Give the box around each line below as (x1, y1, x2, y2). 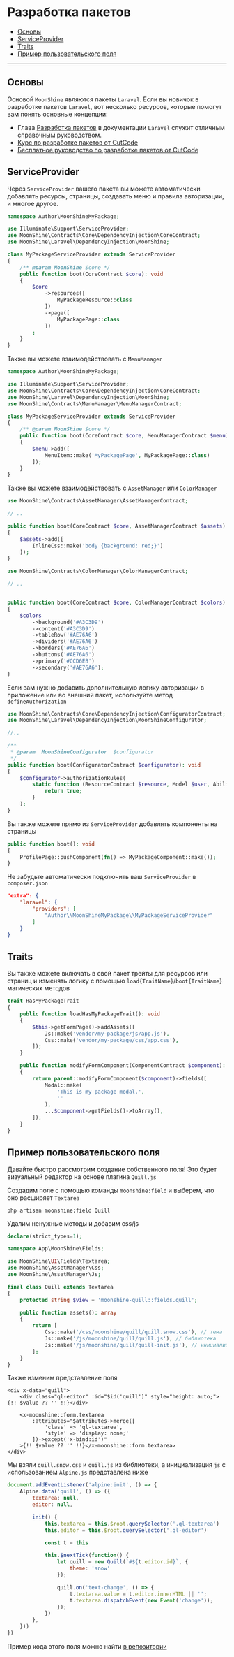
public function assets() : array (19, 1309, 117, 1316)
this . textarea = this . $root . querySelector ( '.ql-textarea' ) (44, 1520, 219, 1527)
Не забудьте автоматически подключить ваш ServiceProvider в (7, 873, 196, 881)
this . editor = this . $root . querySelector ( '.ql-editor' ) (44, 1526, 208, 1534)
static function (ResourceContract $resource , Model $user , (32, 781, 210, 788)
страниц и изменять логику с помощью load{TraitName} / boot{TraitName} (7, 976, 223, 985)
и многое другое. (7, 199, 59, 208)
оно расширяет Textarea (7, 1193, 80, 1202)
